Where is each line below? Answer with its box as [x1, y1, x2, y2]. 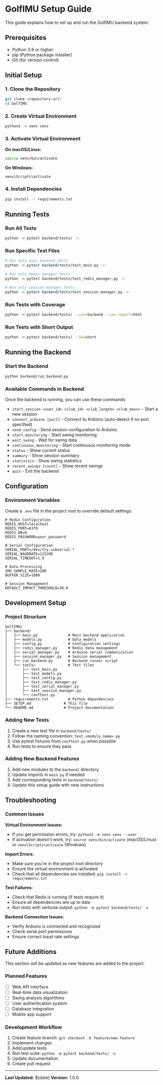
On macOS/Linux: [5, 146, 42, 152]
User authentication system [12, 1000, 67, 1006]
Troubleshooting [5, 796, 57, 804]
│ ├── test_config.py [5, 676, 62, 681]
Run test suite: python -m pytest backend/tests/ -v [12, 1050, 116, 1056]
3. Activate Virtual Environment [5, 135, 81, 142]
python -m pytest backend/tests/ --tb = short [5, 335, 97, 340]
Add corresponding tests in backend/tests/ [12, 777, 98, 782]
